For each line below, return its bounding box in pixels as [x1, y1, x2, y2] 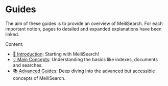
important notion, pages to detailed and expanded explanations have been [5, 25, 162, 32]
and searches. [12, 62, 43, 68]
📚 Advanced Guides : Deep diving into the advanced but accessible [12, 68, 155, 74]
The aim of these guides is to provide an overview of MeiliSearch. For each [5, 20, 163, 26]
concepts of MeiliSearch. [12, 75, 65, 81]
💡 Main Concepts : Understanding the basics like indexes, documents [12, 56, 158, 62]
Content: [5, 41, 24, 47]
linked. [5, 31, 19, 37]
